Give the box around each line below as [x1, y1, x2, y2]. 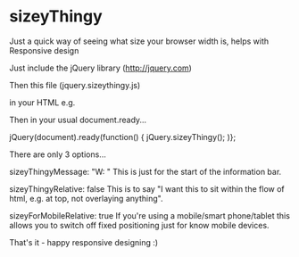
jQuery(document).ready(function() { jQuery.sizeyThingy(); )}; [9, 131, 237, 142]
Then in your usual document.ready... [9, 114, 147, 125]
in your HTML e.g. [9, 96, 76, 108]
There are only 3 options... [9, 149, 107, 160]
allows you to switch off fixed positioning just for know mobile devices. [9, 220, 270, 230]
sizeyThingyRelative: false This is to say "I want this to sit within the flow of [9, 183, 286, 194]
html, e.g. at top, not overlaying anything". [9, 193, 163, 203]
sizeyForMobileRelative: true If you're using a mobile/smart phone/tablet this [9, 210, 290, 220]
